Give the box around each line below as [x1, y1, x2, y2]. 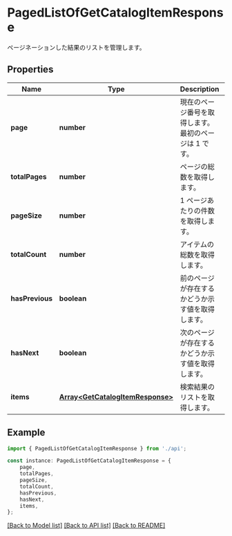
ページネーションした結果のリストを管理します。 [7, 43, 146, 51]
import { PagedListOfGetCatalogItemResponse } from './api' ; [7, 445, 187, 452]
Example [7, 427, 46, 439]
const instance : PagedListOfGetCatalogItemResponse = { [7, 457, 171, 464]
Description [180, 84, 220, 94]
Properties [7, 64, 54, 75]
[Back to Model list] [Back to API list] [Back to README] [7, 521, 166, 530]
